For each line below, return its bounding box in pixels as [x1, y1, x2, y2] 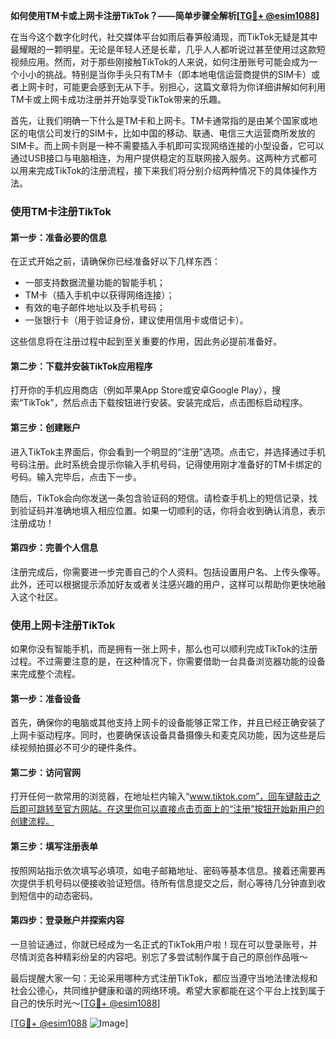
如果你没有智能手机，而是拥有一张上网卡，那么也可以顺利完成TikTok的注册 [10, 643, 318, 655]
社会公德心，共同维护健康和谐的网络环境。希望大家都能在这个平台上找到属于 [10, 984, 326, 996]
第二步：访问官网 [10, 766, 81, 778]
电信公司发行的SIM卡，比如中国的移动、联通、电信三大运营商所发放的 [27, 127, 316, 139]
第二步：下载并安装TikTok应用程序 [10, 360, 153, 372]
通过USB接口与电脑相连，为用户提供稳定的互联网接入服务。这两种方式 [10, 152, 300, 164]
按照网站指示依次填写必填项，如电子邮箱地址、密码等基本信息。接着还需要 [10, 864, 317, 876]
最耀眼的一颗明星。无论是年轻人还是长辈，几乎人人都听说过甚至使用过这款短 [10, 44, 326, 55]
